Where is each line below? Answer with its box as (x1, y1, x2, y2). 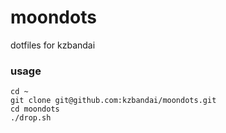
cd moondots (10, 104, 60, 115)
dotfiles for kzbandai (10, 39, 96, 51)
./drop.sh (10, 113, 52, 123)
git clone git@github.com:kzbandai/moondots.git (10, 96, 217, 106)
